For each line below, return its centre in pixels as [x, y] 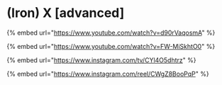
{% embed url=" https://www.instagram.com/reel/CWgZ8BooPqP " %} [108, 74]
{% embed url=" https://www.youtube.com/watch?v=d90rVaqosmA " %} [111, 33]
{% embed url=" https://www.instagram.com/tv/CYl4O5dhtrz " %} [101, 60]
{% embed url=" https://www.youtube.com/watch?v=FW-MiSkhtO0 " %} [111, 46]
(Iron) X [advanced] [66, 13]
